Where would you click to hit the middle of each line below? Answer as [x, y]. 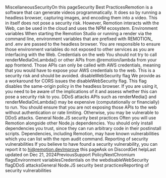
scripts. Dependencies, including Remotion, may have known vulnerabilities [82, 134]
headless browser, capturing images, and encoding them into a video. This [81, 18]
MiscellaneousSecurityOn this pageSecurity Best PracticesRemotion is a [79, 7]
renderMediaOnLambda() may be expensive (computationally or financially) [82, 102]
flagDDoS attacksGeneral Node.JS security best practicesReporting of [77, 165]
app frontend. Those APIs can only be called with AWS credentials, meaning [83, 65]
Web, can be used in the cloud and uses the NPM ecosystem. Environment [81, 28]
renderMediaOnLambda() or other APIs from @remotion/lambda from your [81, 60]
